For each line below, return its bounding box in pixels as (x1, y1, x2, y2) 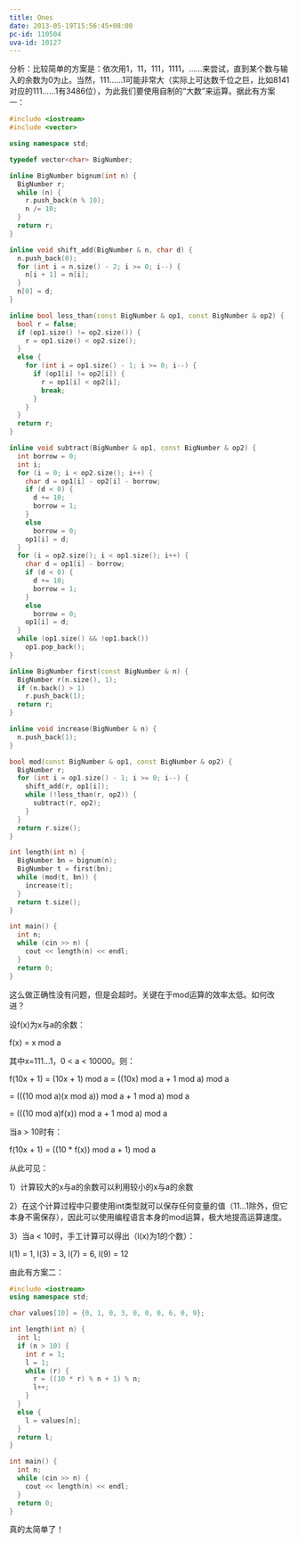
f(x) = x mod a (9, 1036, 61, 1048)
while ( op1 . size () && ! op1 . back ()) (17, 634, 149, 643)
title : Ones (9, 12, 53, 22)
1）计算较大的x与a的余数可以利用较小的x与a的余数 (9, 1181, 194, 1192)
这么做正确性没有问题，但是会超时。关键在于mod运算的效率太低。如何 (9, 989, 268, 1000)
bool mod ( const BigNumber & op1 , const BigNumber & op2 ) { (9, 757, 233, 766)
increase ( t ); (25, 880, 74, 890)
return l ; (17, 1432, 53, 1441)
